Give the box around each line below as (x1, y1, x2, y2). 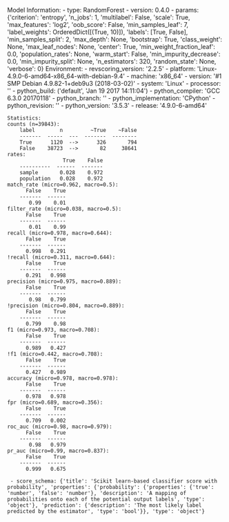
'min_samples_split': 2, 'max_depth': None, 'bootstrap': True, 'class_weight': (7, 35, 223, 44)
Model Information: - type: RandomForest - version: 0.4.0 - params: (7, 6, 199, 14)
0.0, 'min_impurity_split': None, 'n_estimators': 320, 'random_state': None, (7, 57, 217, 65)
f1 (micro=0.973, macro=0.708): (7, 326, 100, 333)
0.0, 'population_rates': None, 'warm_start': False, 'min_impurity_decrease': (7, 50, 221, 58)
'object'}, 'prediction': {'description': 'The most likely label (7, 502, 202, 509)
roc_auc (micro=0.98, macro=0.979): (7, 423, 112, 430)
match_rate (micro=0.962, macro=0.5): (7, 181, 119, 188)
